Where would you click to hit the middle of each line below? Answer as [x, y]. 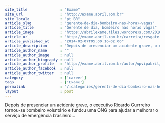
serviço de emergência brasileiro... [40, 116]
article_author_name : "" [37, 50]
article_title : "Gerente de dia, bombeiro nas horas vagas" [81, 28]
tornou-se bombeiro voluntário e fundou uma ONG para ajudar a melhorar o [82, 110]
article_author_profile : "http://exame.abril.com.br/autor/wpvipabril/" [84, 64]
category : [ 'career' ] [46, 78]
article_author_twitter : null [39, 73]
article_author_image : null [39, 55]
